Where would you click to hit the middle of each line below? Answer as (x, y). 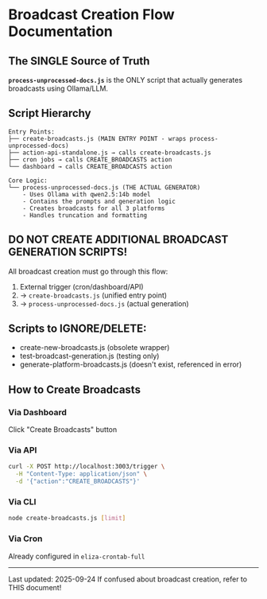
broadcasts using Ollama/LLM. (58, 88)
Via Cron (25, 539)
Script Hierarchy (50, 113)
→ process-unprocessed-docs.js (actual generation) (104, 303)
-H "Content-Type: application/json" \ (81, 474)
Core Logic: (28, 181)
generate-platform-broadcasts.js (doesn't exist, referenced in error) (131, 364)
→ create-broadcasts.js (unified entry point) (93, 295)
